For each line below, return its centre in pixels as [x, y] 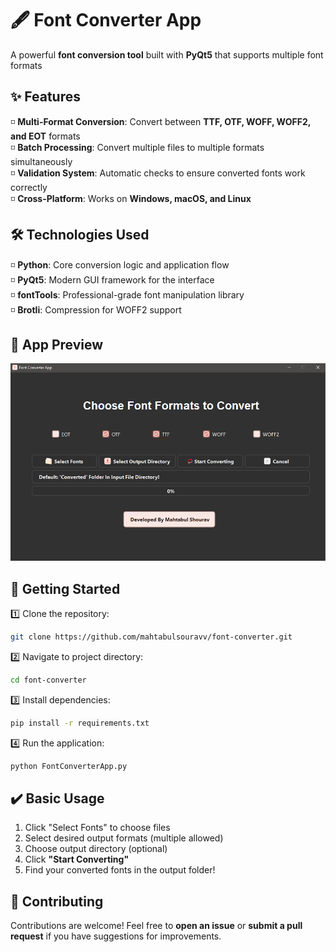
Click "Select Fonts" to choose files [97, 828]
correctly [29, 187]
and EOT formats [45, 136]
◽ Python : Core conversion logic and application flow [120, 264]
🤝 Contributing [57, 901]
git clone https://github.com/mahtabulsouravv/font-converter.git [151, 637]
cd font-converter [48, 680]
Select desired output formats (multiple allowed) [124, 838]
